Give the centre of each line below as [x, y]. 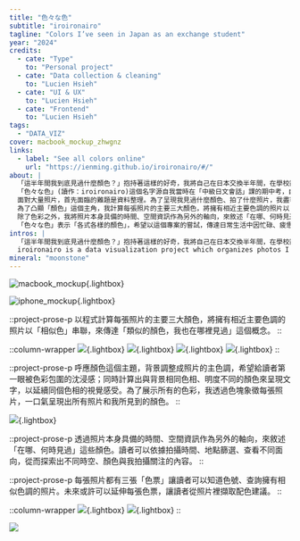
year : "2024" [33, 42]
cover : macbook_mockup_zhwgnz [66, 142]
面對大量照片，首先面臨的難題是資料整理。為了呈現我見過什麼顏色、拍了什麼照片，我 [150, 200]
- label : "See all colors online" [81, 158]
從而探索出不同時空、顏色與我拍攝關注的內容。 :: [114, 461]
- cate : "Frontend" [54, 109]
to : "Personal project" [70, 68]
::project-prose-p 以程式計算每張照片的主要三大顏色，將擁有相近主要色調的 [147, 319]
